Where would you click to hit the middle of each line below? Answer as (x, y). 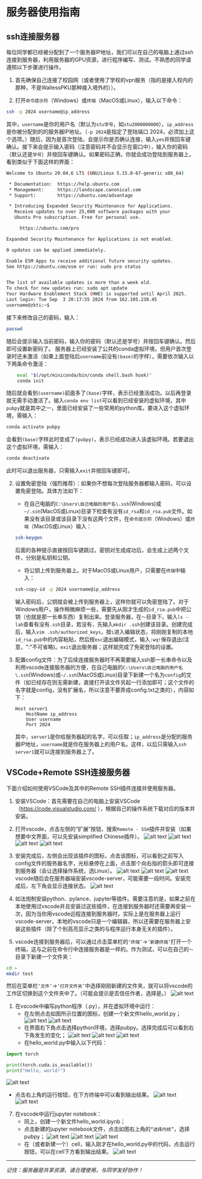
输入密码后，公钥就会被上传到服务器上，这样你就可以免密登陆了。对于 (102, 601)
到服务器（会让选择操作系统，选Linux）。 (65, 871)
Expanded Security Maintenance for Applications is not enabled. (90, 239)
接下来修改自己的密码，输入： (43, 317)
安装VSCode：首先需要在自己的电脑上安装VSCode (77, 801)
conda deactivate (28, 458)
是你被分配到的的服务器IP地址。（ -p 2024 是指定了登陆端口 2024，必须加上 (98, 131)
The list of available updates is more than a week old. (79, 283)
